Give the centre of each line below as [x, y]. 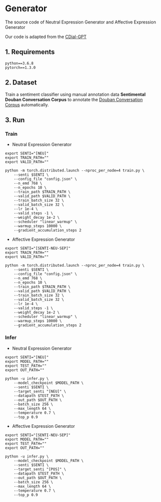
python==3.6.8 [19, 63]
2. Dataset [21, 83]
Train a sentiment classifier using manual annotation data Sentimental [75, 94]
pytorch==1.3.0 [20, 67]
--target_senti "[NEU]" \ [40, 391]
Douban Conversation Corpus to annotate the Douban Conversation [74, 99]
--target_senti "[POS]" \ [40, 469]
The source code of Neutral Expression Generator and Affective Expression [81, 22]
